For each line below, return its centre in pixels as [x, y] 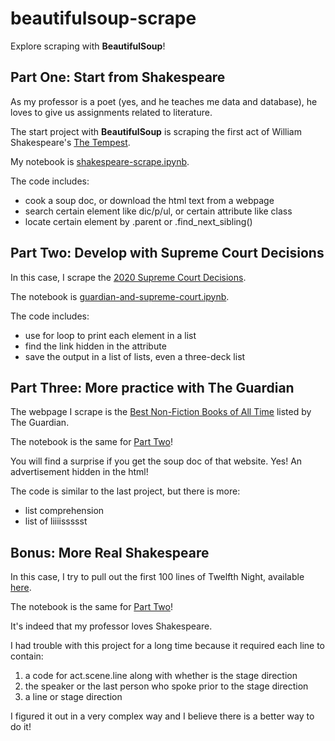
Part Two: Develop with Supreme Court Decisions [167, 253]
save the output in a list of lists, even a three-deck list [135, 356]
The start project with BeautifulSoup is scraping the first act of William [156, 131]
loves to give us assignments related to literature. [111, 112]
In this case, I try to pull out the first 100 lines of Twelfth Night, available [157, 577]
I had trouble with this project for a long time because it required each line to [168, 646]
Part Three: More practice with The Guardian [152, 387]
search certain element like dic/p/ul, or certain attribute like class [158, 211]
